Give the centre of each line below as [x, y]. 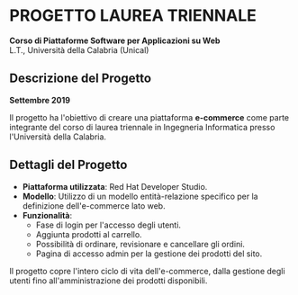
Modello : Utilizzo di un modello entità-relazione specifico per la [140, 196]
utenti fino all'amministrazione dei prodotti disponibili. [108, 281]
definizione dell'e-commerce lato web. [94, 206]
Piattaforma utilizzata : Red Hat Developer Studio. [115, 186]
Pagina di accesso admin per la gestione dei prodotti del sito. [149, 254]
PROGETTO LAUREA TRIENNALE [133, 16]
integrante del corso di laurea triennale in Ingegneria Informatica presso [142, 127]
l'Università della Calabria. [58, 137]
